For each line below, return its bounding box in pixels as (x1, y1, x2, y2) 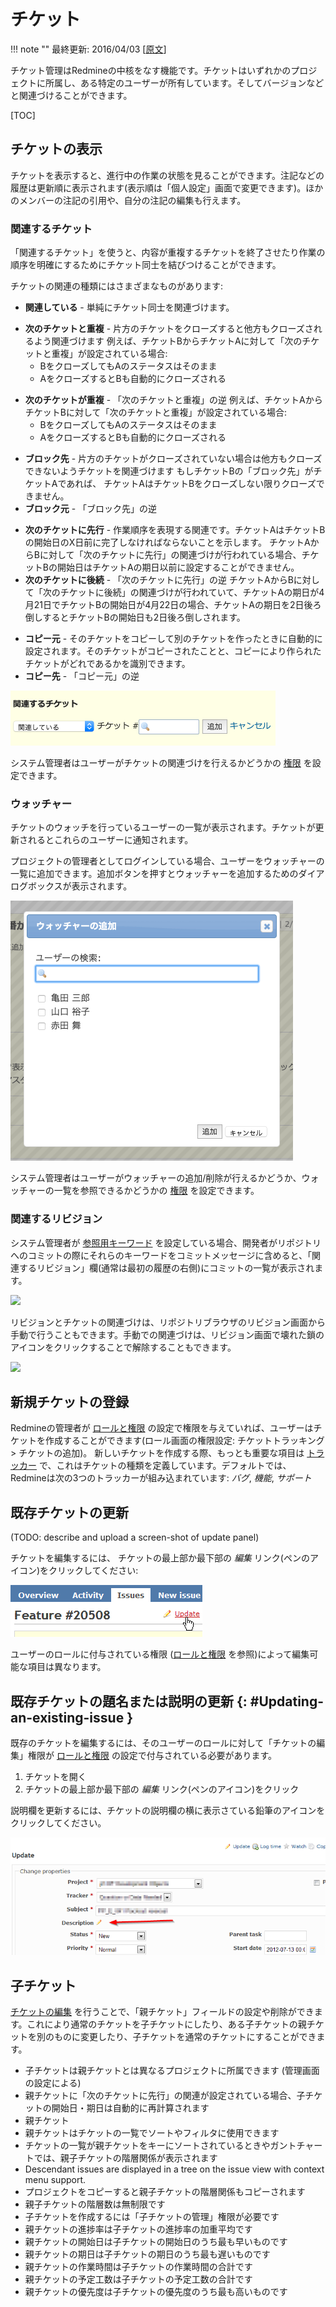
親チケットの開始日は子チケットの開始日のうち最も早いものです (24, 2236, 288, 2248)
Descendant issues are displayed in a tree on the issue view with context (24, 2163, 325, 2175)
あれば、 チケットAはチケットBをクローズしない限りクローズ (66, 478, 317, 490)
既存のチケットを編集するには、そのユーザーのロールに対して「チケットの (10, 1737, 317, 1749)
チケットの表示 (10, 141, 103, 158)
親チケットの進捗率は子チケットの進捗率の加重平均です (24, 2223, 253, 2235)
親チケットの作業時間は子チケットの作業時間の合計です (24, 2261, 253, 2273)
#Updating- (249, 1693, 325, 1710)
